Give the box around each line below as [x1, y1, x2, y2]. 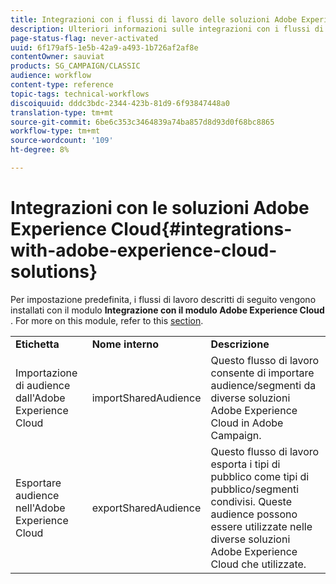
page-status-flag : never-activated [10, 33, 159, 43]
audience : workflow [10, 71, 92, 81]
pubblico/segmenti [210, 482, 300, 496]
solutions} [10, 261, 98, 283]
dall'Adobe [15, 391, 66, 405]
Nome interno [91, 337, 160, 351]
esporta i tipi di [210, 457, 281, 471]
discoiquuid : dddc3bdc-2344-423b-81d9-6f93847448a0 [10, 98, 230, 108]
